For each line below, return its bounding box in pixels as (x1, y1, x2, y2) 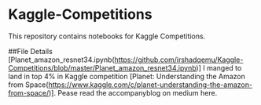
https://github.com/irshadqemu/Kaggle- (114, 55, 244, 64)
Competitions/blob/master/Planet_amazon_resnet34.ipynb (8, 63, 197, 72)
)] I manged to (196, 63, 242, 72)
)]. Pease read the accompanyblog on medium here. (48, 88, 218, 97)
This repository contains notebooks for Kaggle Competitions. (8, 31, 206, 41)
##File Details (8, 46, 53, 56)
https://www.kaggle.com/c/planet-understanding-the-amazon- (48, 80, 253, 89)
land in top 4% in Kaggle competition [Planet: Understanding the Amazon (8, 71, 246, 81)
